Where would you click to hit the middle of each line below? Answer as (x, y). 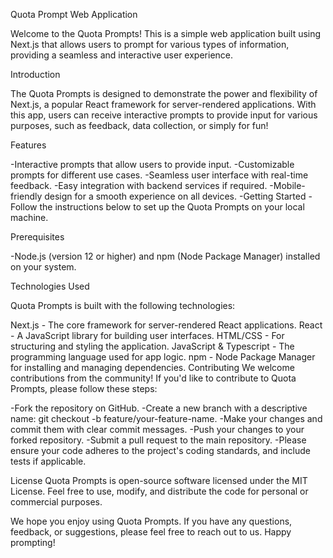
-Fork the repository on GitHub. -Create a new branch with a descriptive (159, 408)
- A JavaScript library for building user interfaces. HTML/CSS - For (147, 335)
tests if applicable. (48, 461)
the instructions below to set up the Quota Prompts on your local (172, 207)
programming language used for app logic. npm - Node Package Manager (163, 357)
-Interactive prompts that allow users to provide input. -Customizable (152, 164)
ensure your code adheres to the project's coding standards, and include (161, 450)
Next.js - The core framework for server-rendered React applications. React (166, 325)
